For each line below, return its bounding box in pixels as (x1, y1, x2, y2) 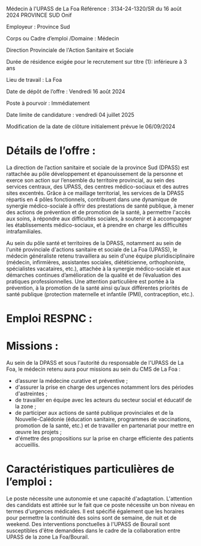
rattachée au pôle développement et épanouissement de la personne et (6, 170, 183, 177)
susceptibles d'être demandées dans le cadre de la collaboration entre (6, 527, 181, 534)
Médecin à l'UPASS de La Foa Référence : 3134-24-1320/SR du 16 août (6, 5, 182, 12)
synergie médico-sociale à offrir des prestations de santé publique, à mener (6, 202, 194, 209)
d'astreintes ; (14, 390, 48, 397)
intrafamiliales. (6, 228, 43, 235)
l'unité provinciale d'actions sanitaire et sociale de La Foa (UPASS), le (6, 246, 178, 253)
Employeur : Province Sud (6, 23, 70, 30)
